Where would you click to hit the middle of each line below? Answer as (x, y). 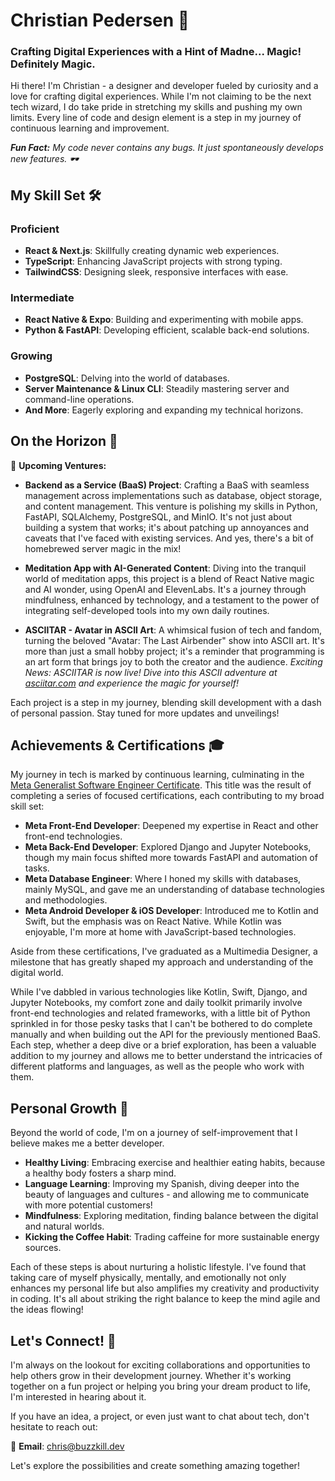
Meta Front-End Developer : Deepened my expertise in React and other (171, 826)
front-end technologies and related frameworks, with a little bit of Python (160, 1013)
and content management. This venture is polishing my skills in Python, (171, 506)
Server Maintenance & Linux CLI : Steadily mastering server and (157, 388)
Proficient (35, 229)
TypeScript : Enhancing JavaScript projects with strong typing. (153, 261)
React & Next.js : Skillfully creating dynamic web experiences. (152, 251)
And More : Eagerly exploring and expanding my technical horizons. (164, 410)
